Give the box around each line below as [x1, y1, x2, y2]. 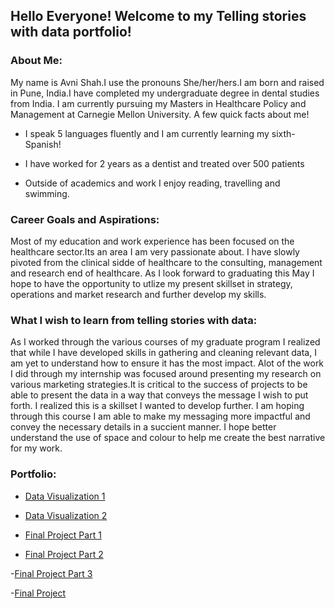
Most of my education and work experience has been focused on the [10, 235, 295, 247]
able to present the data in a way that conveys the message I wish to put [10, 389, 309, 401]
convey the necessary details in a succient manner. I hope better [10, 421, 277, 433]
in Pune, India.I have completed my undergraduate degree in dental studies [10, 87, 320, 99]
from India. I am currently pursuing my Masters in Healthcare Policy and [10, 97, 307, 109]
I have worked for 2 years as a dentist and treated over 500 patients [24, 157, 305, 169]
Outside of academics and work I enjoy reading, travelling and [24, 177, 281, 189]
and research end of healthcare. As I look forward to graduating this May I [10, 267, 315, 279]
